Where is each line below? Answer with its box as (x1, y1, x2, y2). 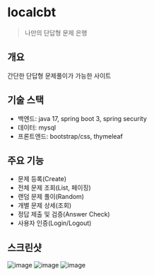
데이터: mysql (17, 123, 57, 132)
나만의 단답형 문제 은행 (24, 28, 88, 37)
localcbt (7, 4, 57, 21)
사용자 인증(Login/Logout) (17, 219, 92, 227)
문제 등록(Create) (17, 175, 67, 183)
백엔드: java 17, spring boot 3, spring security (17, 114, 147, 122)
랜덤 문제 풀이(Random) (17, 192, 85, 201)
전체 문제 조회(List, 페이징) (17, 183, 92, 192)
